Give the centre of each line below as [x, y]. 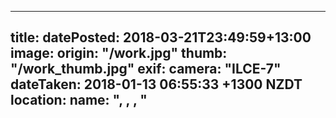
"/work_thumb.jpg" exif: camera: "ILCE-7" [146, 69]
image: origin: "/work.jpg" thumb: [119, 53]
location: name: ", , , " [79, 100]
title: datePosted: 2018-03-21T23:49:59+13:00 [161, 37]
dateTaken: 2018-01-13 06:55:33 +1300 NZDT [156, 84]
